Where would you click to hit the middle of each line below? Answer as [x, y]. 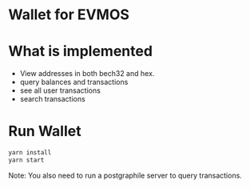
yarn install [30, 153]
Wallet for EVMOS [69, 15]
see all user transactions [60, 90]
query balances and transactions [74, 82]
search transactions [52, 99]
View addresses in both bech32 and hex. [87, 74]
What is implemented [81, 52]
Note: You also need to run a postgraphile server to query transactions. [125, 175]
